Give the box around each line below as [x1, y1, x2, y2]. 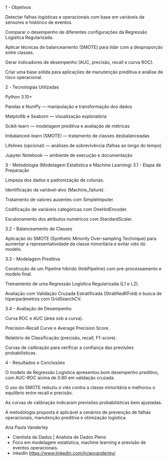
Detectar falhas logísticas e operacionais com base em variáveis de [5, 14, 145, 20]
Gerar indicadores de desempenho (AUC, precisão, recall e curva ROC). [5, 59, 154, 65]
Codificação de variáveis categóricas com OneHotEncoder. [5, 206, 128, 212]
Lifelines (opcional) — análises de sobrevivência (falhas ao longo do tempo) [5, 143, 162, 148]
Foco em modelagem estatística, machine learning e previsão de [12, 439, 146, 445]
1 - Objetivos [5, 5, 32, 10]
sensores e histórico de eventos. [5, 20, 73, 25]
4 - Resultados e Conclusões [5, 359, 65, 365]
